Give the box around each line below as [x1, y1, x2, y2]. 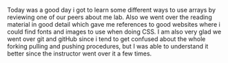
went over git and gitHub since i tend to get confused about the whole [7, 35, 206, 43]
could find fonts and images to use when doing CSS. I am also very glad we [7, 27, 222, 36]
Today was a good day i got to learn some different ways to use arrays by [7, 6, 216, 14]
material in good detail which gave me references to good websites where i [7, 21, 220, 28]
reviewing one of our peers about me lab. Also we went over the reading [7, 13, 212, 21]
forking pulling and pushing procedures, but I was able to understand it [7, 42, 209, 50]
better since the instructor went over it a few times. [7, 49, 152, 58]
